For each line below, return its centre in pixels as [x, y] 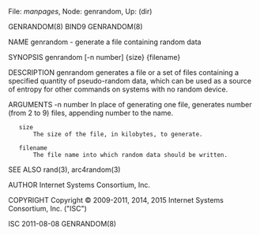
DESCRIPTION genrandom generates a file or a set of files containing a [124, 73]
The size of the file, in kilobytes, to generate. [118, 134]
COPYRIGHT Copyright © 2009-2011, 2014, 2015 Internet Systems [116, 200]
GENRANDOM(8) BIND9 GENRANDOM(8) [76, 26]
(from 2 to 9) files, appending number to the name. [91, 113]
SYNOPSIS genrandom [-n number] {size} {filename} [94, 57]
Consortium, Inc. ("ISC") [47, 209]
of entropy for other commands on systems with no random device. [118, 89]
